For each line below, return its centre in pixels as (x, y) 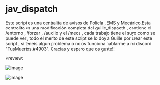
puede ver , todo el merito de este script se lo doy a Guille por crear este (79, 38)
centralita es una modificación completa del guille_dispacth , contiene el (79, 28)
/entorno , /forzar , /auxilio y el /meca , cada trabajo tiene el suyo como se (80, 33)
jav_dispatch (32, 9)
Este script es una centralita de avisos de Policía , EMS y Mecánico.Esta (78, 23)
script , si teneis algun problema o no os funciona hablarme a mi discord (79, 43)
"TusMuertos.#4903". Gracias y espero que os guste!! (60, 49)
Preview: (14, 58)
